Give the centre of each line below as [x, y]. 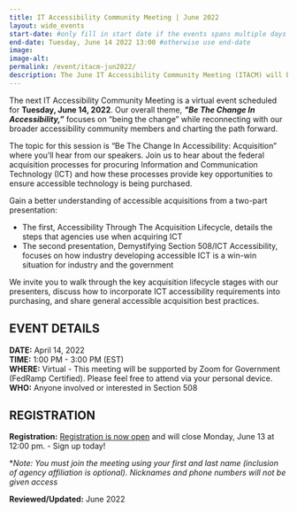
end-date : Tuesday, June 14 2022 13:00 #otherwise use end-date [130, 42]
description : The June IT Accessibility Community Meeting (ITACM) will [146, 75]
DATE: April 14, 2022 [47, 350]
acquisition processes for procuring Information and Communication [133, 164]
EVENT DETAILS [54, 329]
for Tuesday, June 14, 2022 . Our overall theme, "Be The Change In [132, 109]
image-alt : [29, 58]
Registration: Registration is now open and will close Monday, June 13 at [142, 437]
